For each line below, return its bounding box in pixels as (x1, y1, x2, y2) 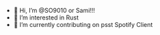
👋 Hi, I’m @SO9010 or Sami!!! (13, 7, 96, 14)
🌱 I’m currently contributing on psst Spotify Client (13, 21, 153, 28)
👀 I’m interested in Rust (13, 13, 79, 22)
